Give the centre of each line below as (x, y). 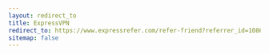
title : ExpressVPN (39, 23)
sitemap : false (34, 38)
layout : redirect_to (43, 15)
